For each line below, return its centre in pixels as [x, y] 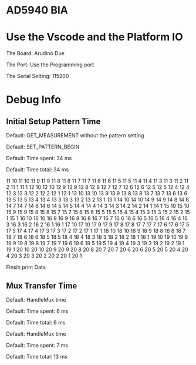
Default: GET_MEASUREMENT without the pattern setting [75, 136]
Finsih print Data [26, 267]
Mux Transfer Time [42, 285]
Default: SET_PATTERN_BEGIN [43, 147]
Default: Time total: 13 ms [37, 356]
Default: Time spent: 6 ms [37, 311]
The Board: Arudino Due [35, 53]
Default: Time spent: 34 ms [39, 158]
